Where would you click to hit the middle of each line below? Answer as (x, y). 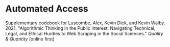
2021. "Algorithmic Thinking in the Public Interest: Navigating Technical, (80, 28)
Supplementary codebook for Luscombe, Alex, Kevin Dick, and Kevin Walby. (85, 23)
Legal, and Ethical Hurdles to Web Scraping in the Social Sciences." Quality (84, 33)
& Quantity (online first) (30, 39)
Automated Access (47, 9)
